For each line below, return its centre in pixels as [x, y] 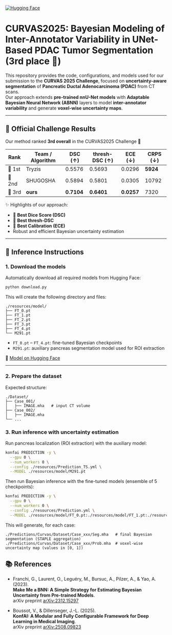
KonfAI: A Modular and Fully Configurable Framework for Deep [81, 616]
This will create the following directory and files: [56, 297]
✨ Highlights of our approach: [37, 204]
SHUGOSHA [41, 180]
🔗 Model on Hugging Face [33, 358]
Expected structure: [26, 387]
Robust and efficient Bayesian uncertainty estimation [68, 231]
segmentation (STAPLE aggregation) [43, 539]
